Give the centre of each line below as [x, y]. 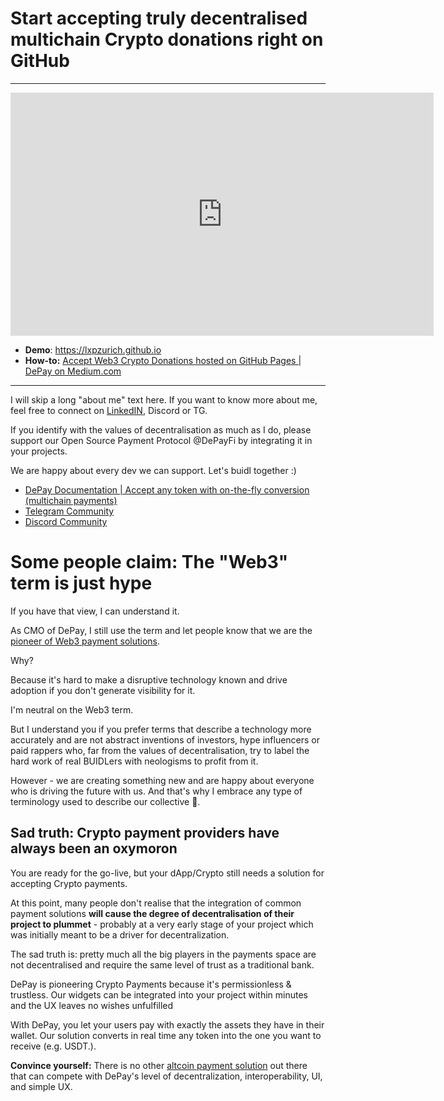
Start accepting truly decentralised [159, 18]
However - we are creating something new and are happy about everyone [162, 780]
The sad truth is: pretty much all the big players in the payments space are [163, 954]
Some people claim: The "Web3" [149, 562]
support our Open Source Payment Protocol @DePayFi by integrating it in [161, 440]
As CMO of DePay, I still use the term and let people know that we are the [161, 630]
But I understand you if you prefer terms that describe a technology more [161, 729]
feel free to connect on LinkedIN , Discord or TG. [109, 410]
